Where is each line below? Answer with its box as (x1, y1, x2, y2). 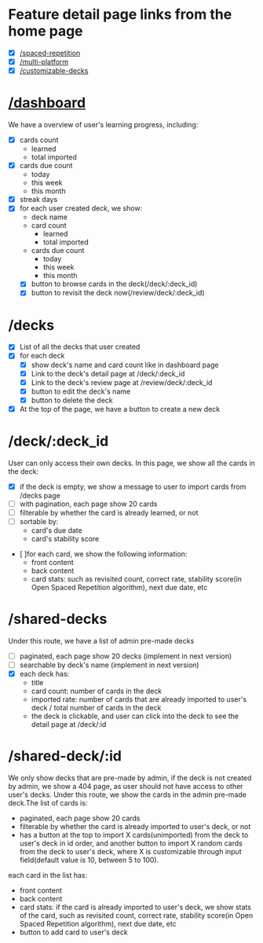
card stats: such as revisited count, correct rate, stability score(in (31, 574, 242, 584)
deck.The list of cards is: (8, 798, 88, 808)
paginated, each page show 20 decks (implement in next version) (19, 651, 232, 661)
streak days (19, 195, 58, 204)
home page (8, 22, 84, 40)
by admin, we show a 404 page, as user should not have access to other (8, 782, 243, 791)
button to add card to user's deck (19, 927, 128, 937)
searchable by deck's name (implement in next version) (19, 660, 199, 670)
